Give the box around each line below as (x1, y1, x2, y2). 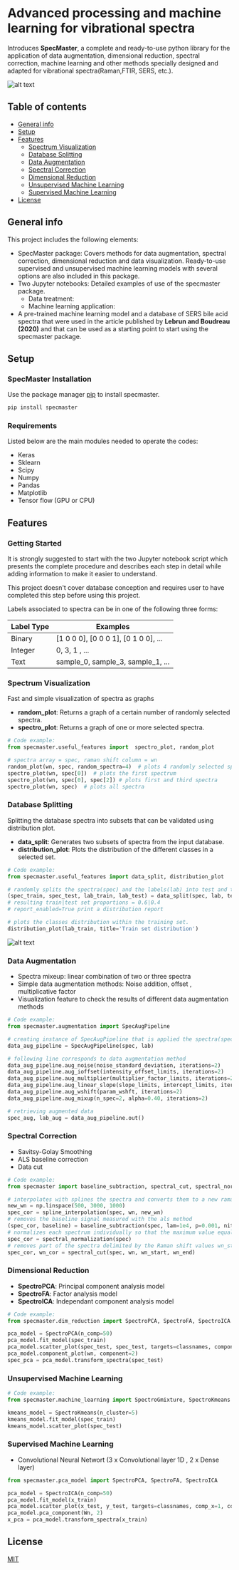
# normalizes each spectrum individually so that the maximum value (7, 1229, 215, 1236)
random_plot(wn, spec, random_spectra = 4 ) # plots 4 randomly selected (7, 764, 224, 771)
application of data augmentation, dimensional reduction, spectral (7, 51, 201, 60)
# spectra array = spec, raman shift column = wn (7, 757, 158, 764)
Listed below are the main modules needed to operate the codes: (7, 437, 198, 446)
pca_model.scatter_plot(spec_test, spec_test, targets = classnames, (7, 1343, 212, 1351)
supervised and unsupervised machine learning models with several (17, 264, 218, 272)
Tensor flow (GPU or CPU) (17, 497, 95, 505)
